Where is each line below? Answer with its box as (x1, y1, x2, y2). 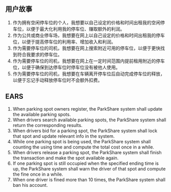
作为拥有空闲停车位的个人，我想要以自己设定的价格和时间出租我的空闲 (12, 19, 161, 26)
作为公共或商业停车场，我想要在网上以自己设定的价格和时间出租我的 (12, 32, 156, 38)
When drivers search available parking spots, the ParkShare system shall (12, 117, 166, 123)
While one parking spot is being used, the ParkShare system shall (12, 138, 151, 144)
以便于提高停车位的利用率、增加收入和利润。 (21, 38, 116, 45)
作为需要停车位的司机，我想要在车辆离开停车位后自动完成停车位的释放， (12, 71, 165, 77)
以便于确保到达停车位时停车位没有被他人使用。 (21, 64, 120, 70)
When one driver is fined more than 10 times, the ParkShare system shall (12, 176, 166, 183)
